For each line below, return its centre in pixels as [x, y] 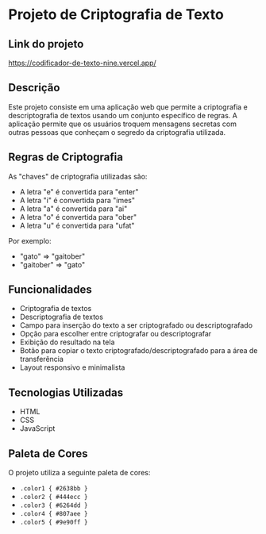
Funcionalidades [50, 290]
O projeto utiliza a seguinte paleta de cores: [79, 473]
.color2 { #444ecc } [54, 498]
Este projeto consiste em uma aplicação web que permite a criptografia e [128, 107]
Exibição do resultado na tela [67, 342]
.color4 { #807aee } [54, 514]
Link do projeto [46, 44]
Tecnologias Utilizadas [66, 392]
